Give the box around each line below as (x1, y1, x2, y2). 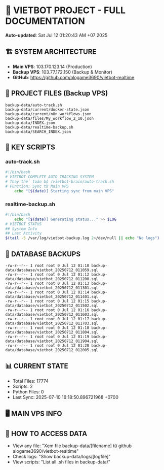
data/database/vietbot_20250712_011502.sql (5, 303, 99, 308)
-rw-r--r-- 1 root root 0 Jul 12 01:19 (5, 334, 90, 339)
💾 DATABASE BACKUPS (5, 250, 81, 258)
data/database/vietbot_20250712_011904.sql (5, 339, 99, 344)
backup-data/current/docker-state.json (5, 107, 90, 112)
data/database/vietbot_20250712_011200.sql (5, 276, 99, 281)
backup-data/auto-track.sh (5, 103, 62, 108)
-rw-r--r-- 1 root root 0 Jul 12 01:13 (5, 281, 90, 286)
